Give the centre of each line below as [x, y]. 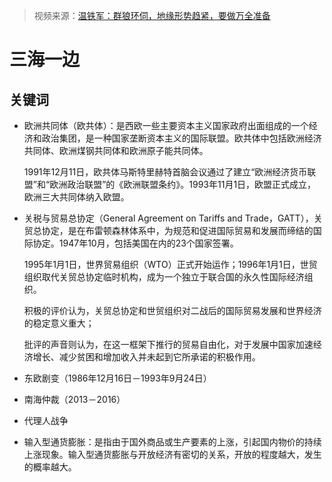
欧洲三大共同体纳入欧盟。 [76, 197]
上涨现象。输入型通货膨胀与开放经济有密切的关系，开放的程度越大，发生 [172, 454]
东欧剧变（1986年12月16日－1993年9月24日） [117, 378]
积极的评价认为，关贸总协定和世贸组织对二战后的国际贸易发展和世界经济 [172, 310]
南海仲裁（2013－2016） [74, 399]
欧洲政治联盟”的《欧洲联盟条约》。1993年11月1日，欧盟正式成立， [183, 184]
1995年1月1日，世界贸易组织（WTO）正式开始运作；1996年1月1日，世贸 [170, 264]
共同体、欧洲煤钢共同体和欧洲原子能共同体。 [116, 150]
